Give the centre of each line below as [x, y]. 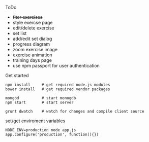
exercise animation [32, 55]
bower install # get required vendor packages [58, 89]
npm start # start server [39, 102]
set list [20, 33]
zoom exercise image [35, 49]
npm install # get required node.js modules [58, 85]
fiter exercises [27, 17]
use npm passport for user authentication [56, 66]
